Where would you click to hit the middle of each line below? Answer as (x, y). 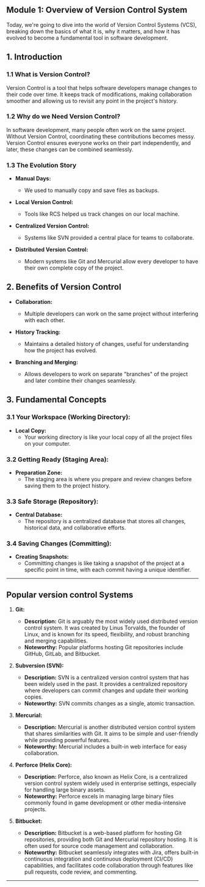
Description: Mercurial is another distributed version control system (110, 727)
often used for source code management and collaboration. (99, 846)
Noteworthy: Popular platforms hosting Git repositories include (104, 647)
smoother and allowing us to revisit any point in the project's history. (92, 101)
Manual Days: (33, 179)
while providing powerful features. (67, 740)
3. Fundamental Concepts (56, 400)
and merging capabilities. (56, 641)
